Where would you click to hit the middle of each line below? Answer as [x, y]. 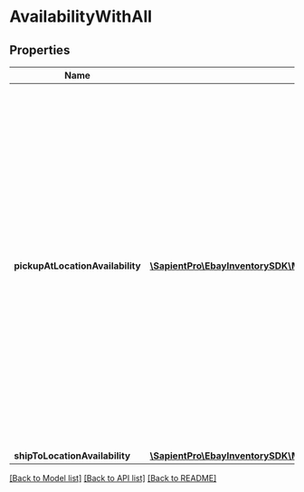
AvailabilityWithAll [81, 17]
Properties [40, 50]
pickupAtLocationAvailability [78, 266]
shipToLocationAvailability [72, 456]
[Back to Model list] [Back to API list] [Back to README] [113, 478]
